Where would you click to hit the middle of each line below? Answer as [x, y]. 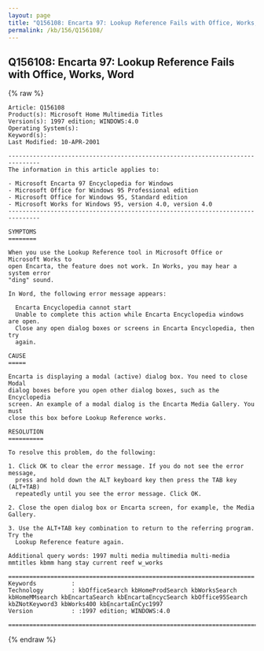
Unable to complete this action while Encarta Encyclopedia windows [130, 315]
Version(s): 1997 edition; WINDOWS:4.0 [73, 122]
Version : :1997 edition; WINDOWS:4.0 [89, 612]
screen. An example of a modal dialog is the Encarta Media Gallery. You [132, 404]
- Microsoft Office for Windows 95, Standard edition [98, 198]
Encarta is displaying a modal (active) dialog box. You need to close [128, 377]
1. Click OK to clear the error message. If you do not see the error [126, 467]
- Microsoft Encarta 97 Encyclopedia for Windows [91, 184]
